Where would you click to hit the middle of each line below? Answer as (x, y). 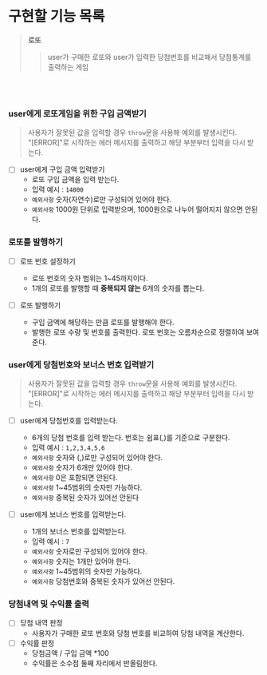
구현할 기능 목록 (57, 16)
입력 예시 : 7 (51, 542)
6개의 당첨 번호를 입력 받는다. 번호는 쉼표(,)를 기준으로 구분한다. (131, 438)
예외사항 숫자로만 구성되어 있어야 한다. (89, 551)
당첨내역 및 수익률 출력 (49, 604)
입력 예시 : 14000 (57, 189)
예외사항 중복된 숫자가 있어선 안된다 (85, 498)
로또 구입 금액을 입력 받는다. (75, 180)
